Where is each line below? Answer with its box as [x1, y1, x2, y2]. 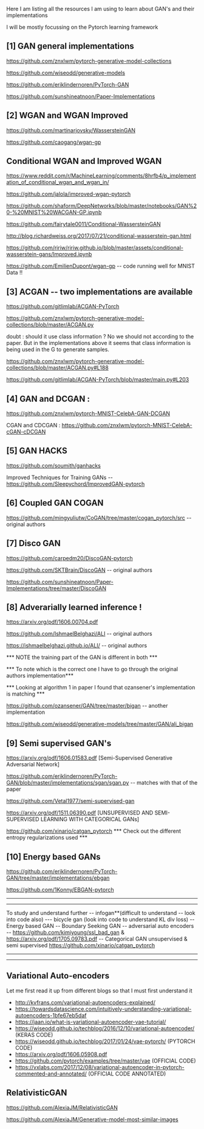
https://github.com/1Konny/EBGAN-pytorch [6, 886, 114, 893]
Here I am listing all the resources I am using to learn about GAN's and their [6, 5, 195, 12]
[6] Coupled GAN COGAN [6, 498, 104, 508]
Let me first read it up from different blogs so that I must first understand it [6, 987, 192, 994]
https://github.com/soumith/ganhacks [6, 461, 101, 469]
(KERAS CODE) [15, 1031, 53, 1038]
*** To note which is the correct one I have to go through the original [6, 666, 178, 673]
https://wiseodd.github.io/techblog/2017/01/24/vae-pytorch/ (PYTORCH [15, 1038, 195, 1045]
